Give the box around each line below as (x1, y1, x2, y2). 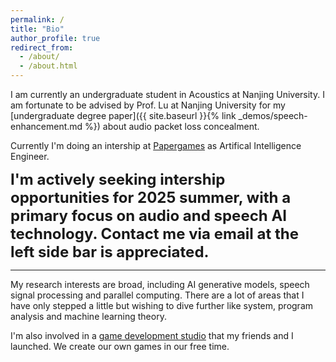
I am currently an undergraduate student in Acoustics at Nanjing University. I (10, 89, 325, 100)
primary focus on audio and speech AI (10, 206, 288, 225)
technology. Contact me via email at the (10, 224, 300, 243)
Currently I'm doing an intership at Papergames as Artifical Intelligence (10, 140, 302, 151)
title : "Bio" (10, 24, 65, 34)
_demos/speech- (238, 110, 308, 121)
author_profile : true (10, 33, 101, 43)
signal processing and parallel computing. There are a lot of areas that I (10, 289, 305, 301)
